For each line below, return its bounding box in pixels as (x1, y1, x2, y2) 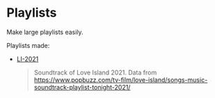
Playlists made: (6, 41, 50, 49)
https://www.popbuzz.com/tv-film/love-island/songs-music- (33, 75, 208, 84)
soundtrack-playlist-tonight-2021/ (33, 83, 131, 91)
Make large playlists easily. (6, 28, 84, 36)
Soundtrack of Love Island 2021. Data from (33, 68, 157, 76)
